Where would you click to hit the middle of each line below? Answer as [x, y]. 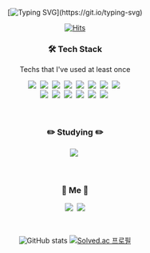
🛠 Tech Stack [75, 49]
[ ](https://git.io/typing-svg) [75, 12]
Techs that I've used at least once [75, 70]
